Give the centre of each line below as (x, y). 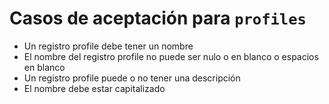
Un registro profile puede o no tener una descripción (132, 78)
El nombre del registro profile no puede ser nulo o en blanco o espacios (171, 56)
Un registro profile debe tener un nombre (108, 46)
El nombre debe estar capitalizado (94, 88)
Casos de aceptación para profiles (158, 18)
